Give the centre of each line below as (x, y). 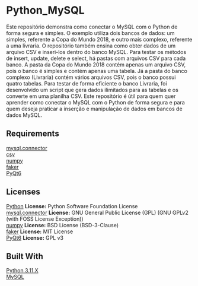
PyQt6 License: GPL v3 (35, 237)
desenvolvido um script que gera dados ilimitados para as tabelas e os (92, 90)
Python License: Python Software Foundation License (72, 206)
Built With (25, 256)
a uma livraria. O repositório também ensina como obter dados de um (91, 46)
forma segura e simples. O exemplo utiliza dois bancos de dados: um (90, 33)
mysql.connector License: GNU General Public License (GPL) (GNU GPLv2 (97, 212)
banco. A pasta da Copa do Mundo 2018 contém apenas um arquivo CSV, (96, 64)
